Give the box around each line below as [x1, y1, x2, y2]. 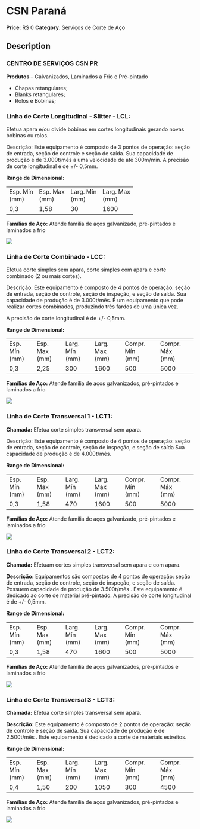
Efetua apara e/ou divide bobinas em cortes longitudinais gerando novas [6, 126, 185, 133]
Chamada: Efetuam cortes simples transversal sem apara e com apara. [6, 561, 181, 568]
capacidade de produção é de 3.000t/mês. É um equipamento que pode [6, 297, 183, 304]
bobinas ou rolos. [6, 131, 49, 139]
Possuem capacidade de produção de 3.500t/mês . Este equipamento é [6, 585, 183, 592]
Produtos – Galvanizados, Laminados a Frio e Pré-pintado [6, 73, 148, 80]
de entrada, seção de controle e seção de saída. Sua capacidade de [6, 149, 174, 157]
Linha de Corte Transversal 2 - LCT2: [6, 547, 115, 556]
